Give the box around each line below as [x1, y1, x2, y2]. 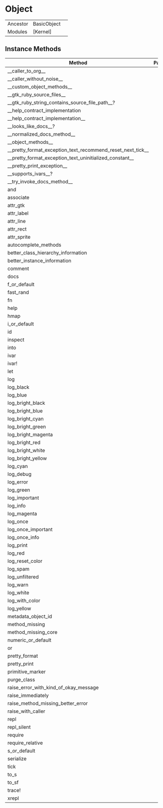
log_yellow [7, 605, 32, 611]
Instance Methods [5, 45, 62, 53]
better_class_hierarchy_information [7, 249, 87, 256]
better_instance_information [7, 257, 72, 264]
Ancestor [7, 20, 29, 27]
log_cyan [7, 463, 28, 469]
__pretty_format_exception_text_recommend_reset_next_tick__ [7, 146, 149, 153]
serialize [7, 755, 27, 762]
